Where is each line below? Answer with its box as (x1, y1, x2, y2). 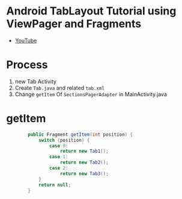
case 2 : (49, 165, 68, 171)
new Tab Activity (14, 78, 57, 85)
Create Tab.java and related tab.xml (14, 84, 105, 91)
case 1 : (49, 154, 68, 160)
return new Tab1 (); (59, 148, 109, 155)
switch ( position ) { (38, 137, 90, 143)
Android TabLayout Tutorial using (6, 4, 177, 18)
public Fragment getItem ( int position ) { (28, 131, 133, 138)
